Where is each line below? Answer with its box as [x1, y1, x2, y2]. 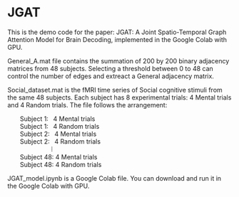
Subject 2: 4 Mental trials [20, 129, 97, 138]
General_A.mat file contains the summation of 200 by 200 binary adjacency [7, 56, 230, 65]
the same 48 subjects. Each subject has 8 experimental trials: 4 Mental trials [7, 93, 232, 102]
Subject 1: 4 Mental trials [20, 115, 96, 123]
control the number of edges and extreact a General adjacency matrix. [7, 72, 214, 80]
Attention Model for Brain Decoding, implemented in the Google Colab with [7, 35, 227, 43]
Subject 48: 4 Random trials [20, 160, 102, 169]
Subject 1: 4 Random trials [20, 122, 100, 130]
